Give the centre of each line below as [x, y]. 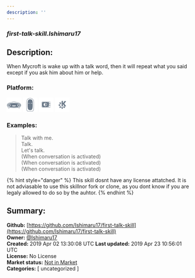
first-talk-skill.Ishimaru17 [44, 33]
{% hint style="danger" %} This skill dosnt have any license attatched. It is [97, 180]
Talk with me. [37, 138]
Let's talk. [33, 150]
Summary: [26, 211]
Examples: [22, 125]
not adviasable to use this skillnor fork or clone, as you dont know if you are [98, 186]
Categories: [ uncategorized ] [43, 268]
